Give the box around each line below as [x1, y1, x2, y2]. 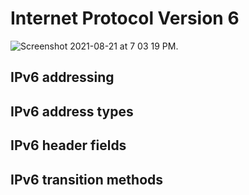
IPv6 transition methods [10, 171, 164, 188]
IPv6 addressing [10, 69, 115, 86]
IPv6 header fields [10, 137, 127, 154]
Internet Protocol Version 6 [10, 7, 240, 30]
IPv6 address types [10, 103, 134, 120]
